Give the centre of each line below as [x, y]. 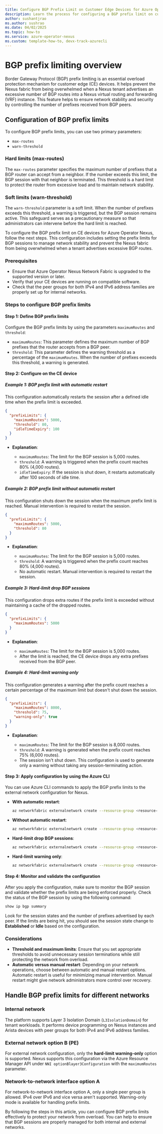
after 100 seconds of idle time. [49, 477]
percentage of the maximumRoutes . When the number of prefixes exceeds [84, 357]
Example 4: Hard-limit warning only [42, 672]
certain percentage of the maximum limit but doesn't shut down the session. [81, 690]
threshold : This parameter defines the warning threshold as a [73, 352]
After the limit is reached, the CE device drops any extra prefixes [84, 656]
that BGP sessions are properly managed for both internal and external [76, 1122]
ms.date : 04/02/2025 [26, 28]
